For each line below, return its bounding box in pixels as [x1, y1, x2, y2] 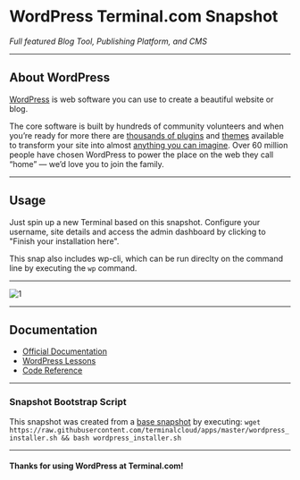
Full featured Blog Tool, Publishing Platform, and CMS [9, 36, 208, 46]
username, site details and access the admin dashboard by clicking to [9, 226, 266, 237]
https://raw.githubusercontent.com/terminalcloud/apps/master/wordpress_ [9, 425, 290, 434]
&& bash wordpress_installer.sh [61, 434, 181, 442]
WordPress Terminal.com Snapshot [9, 6, 279, 27]
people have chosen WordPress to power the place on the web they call [9, 149, 274, 160]
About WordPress [9, 70, 111, 86]
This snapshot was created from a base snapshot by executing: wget [9, 416, 262, 426]
